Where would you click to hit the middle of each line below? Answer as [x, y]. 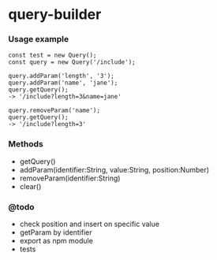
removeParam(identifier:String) [70, 178]
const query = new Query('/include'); [72, 62]
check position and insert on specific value [90, 224]
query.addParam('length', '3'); [61, 76]
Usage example [39, 39]
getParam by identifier [56, 232]
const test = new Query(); [52, 56]
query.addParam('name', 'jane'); [63, 83]
